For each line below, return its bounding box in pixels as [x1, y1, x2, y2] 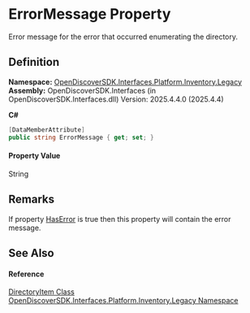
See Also [8, 246, 54, 260]
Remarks [8, 193, 55, 206]
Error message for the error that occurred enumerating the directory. [8, 32, 238, 41]
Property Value [8, 151, 61, 161]
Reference [8, 269, 45, 279]
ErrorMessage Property [8, 5, 171, 24]
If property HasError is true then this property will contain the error [8, 214, 231, 224]
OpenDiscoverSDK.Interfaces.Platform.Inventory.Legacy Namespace [8, 296, 239, 306]
